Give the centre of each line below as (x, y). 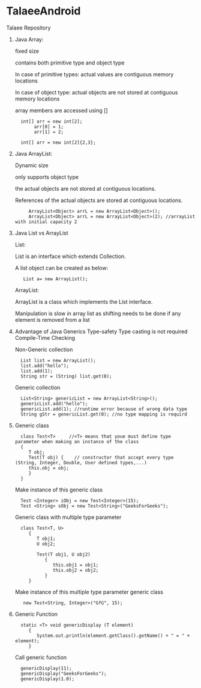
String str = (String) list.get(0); (66, 376)
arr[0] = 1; (49, 127)
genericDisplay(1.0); (48, 679)
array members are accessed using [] (61, 110)
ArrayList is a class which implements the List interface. (84, 301)
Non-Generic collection (44, 349)
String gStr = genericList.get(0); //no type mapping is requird (104, 414)
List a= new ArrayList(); (55, 279)
